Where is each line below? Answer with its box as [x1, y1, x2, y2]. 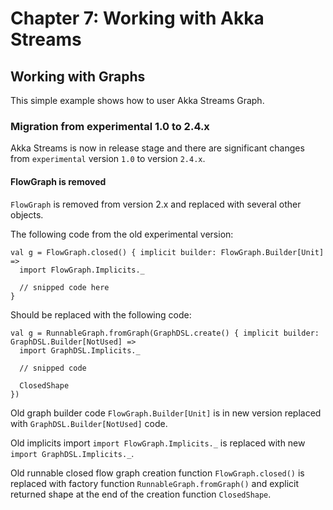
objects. [10, 208, 44, 221]
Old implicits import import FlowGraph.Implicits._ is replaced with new [10, 437, 306, 449]
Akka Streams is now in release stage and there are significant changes [10, 142, 305, 154]
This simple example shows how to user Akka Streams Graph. [10, 95, 265, 106]
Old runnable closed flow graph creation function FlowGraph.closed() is [10, 467, 305, 479]
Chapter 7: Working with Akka [10, 7, 265, 30]
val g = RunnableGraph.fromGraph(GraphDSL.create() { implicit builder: [10, 328, 320, 338]
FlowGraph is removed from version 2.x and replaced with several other [10, 198, 302, 210]
